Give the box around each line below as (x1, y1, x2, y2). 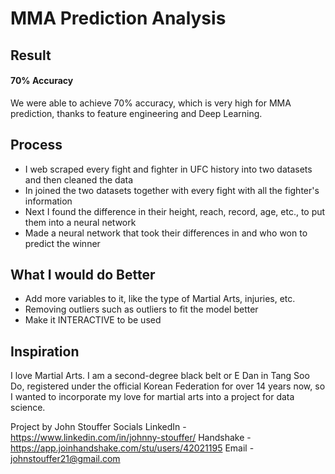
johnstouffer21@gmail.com (10, 453, 121, 465)
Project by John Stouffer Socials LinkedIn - (10, 421, 187, 433)
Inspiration (10, 343, 80, 360)
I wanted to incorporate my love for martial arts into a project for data (10, 391, 295, 403)
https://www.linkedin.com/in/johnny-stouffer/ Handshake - (10, 432, 252, 444)
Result (10, 47, 52, 64)
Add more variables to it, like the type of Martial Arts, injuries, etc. (24, 293, 296, 305)
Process (10, 137, 63, 154)
